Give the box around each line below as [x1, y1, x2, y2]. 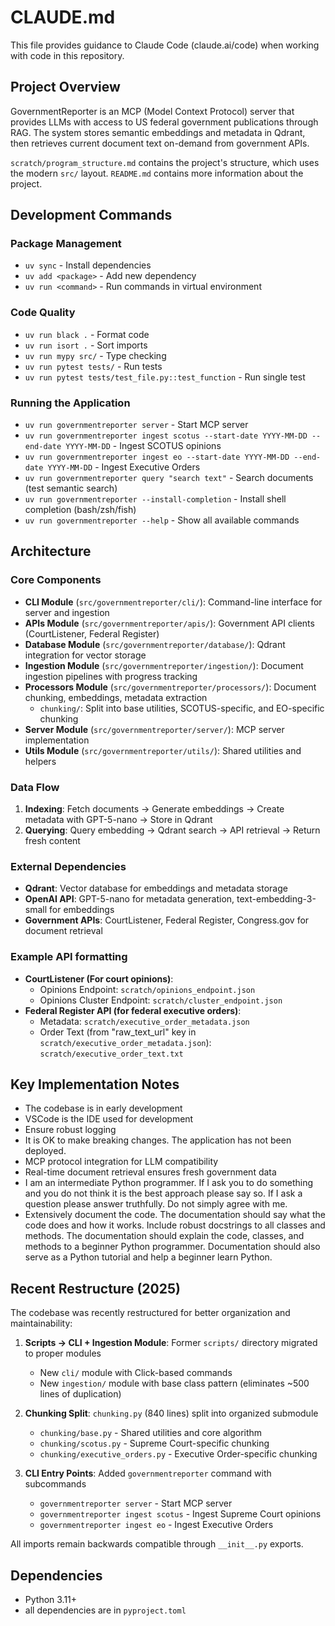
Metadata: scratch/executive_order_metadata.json [39, 1015, 250, 1027]
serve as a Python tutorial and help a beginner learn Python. [24, 1251, 273, 1263]
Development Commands [10, 207, 173, 224]
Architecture [10, 543, 92, 560]
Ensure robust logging [24, 1124, 117, 1136]
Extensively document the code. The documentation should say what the [24, 1209, 326, 1221]
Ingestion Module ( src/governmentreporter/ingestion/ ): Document [24, 659, 304, 671]
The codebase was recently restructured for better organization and [10, 1307, 291, 1319]
